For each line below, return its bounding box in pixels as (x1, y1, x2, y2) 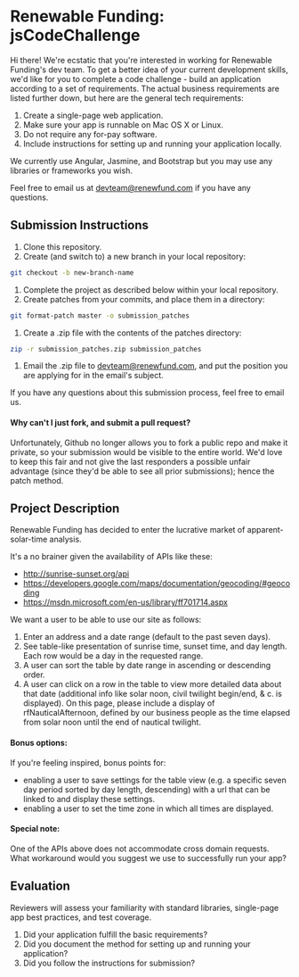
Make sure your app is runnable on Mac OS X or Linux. (22, 119, 224, 130)
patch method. (10, 475, 64, 485)
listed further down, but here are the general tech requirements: (10, 92, 244, 103)
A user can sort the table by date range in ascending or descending (22, 660, 271, 671)
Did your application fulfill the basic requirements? (22, 929, 208, 940)
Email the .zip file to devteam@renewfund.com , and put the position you (22, 360, 288, 371)
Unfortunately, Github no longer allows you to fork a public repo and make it (10, 437, 288, 448)
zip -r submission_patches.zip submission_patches (10, 344, 202, 353)
